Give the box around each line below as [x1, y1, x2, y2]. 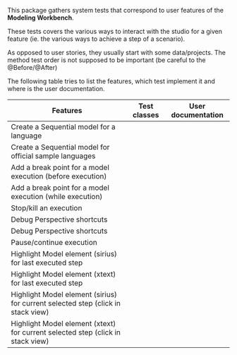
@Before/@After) [7, 64, 58, 71]
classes [133, 110, 159, 119]
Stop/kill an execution [11, 203, 83, 212]
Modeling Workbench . [7, 13, 74, 22]
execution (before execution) [11, 172, 107, 181]
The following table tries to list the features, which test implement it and [7, 77, 215, 85]
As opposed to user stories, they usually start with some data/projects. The [7, 49, 226, 56]
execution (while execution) [11, 192, 103, 201]
